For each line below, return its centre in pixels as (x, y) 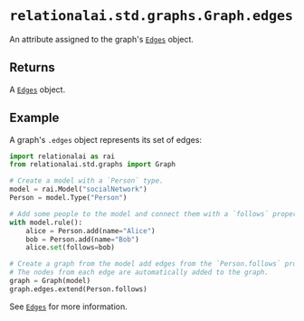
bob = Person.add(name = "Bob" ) (83, 239)
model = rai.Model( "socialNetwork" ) (78, 189)
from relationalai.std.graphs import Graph (93, 165)
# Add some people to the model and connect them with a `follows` (139, 214)
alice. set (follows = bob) (71, 248)
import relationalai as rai (62, 156)
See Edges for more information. (69, 307)
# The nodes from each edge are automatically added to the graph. (139, 273)
